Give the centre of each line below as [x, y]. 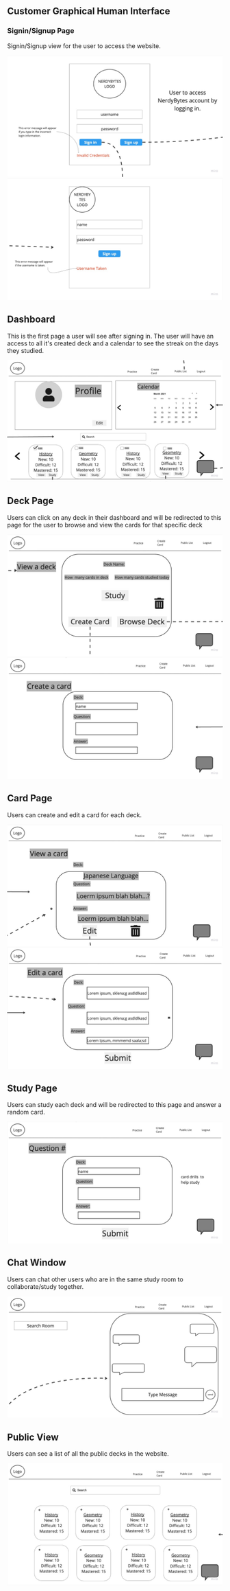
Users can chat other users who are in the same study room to [95, 1279]
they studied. [26, 350]
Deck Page [30, 501]
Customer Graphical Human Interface [89, 11]
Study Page [32, 1089]
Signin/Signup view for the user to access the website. [84, 46]
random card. [26, 1112]
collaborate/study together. [46, 1286]
